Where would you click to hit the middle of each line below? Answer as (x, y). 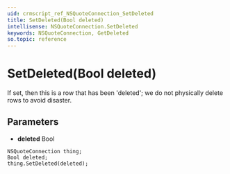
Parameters (33, 122)
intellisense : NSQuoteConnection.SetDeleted (73, 26)
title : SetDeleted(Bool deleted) (56, 20)
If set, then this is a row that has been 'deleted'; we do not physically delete (115, 93)
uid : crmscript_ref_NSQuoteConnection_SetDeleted (81, 14)
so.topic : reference (37, 40)
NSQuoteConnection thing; (44, 151)
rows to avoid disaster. (39, 101)
